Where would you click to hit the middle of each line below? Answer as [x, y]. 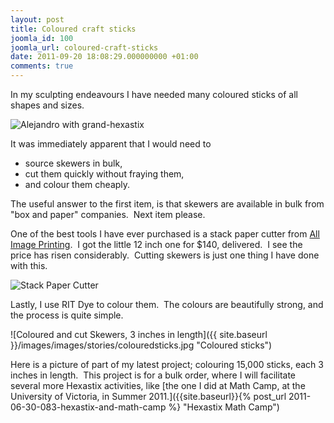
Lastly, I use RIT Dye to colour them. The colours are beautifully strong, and [167, 304]
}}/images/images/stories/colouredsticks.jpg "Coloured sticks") [141, 345]
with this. [29, 265]
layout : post [37, 19]
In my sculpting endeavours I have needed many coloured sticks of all [154, 94]
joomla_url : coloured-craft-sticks [84, 47]
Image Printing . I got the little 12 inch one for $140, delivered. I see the [156, 244]
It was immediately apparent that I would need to [111, 144]
